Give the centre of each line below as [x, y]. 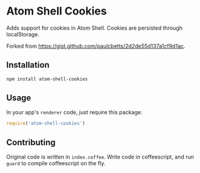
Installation [28, 65]
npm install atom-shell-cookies [47, 79]
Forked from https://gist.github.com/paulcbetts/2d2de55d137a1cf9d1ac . [96, 46]
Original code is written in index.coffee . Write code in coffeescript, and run [100, 157]
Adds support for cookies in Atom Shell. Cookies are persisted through [95, 28]
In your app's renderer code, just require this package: [74, 113]
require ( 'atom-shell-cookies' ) [46, 123]
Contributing [31, 142]
